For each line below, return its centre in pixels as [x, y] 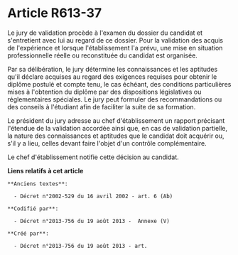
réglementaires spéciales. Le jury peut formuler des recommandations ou [115, 99]
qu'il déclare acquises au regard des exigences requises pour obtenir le [112, 77]
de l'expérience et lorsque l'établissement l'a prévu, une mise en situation [115, 48]
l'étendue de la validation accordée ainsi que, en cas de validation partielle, [118, 128]
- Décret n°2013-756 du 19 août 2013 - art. [81, 246]
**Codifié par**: [33, 208]
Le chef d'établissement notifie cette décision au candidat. [93, 157]
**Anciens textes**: [38, 184]
